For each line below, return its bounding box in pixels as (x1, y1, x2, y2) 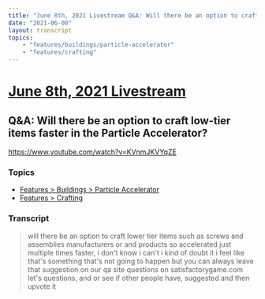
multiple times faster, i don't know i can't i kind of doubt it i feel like (27, 248, 244, 257)
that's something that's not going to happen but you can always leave (27, 256, 254, 266)
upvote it (27, 282, 57, 291)
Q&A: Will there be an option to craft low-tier (8, 114, 231, 127)
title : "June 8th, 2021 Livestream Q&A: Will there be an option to (8, 11, 238, 20)
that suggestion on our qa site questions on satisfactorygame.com (27, 264, 244, 274)
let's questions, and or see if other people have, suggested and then (27, 273, 250, 282)
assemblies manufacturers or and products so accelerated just (27, 239, 231, 249)
